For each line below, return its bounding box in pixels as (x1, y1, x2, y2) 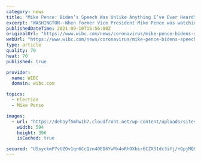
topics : (6, 91, 26, 97)
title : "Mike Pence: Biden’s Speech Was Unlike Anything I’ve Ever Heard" (6, 14, 197, 20)
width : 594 (17, 124, 44, 130)
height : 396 (17, 129, 47, 136)
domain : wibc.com (11, 80, 55, 86)
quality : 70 (6, 48, 36, 54)
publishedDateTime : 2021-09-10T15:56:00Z (6, 25, 111, 32)
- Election (11, 97, 39, 103)
